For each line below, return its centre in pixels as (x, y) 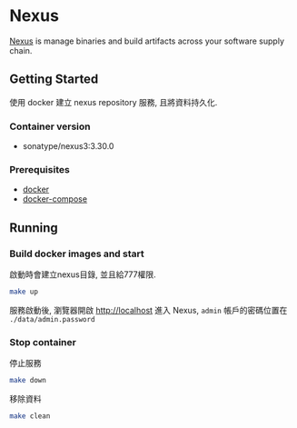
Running (34, 228)
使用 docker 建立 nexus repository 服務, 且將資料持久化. (114, 102)
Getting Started (54, 80)
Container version (50, 126)
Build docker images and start (77, 254)
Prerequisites (40, 169)
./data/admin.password (52, 319)
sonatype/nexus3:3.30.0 (68, 146)
